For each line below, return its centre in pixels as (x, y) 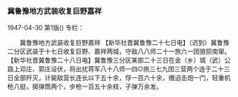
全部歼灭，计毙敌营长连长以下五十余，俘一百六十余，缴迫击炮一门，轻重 (119, 78)
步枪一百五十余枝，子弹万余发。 (116, 86)
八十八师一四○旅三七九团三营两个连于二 (159, 69)
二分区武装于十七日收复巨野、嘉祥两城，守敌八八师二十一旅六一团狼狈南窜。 (119, 51)
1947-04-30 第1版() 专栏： (46, 28)
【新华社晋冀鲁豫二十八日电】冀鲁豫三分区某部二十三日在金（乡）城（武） (116, 60)
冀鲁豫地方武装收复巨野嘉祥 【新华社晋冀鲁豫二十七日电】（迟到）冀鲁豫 (124, 43)
